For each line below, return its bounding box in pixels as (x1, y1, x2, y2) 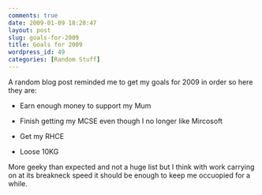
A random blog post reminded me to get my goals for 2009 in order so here (8, 77, 253, 87)
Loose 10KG (19, 147, 59, 156)
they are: (8, 85, 37, 95)
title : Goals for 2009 (8, 41, 83, 49)
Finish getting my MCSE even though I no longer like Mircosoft (19, 116, 223, 126)
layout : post (8, 26, 51, 34)
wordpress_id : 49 (8, 48, 65, 56)
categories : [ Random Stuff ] (8, 56, 101, 64)
